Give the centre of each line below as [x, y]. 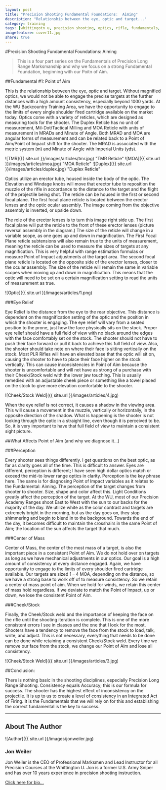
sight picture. [19, 431]
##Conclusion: [20, 670]
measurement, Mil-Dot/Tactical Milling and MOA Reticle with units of [75, 127]
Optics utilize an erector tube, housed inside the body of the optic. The [77, 179]
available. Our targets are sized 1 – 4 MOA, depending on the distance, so [80, 574]
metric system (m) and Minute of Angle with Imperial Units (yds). [71, 149]
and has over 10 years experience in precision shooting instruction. [73, 773]
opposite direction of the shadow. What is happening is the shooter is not [80, 415]
